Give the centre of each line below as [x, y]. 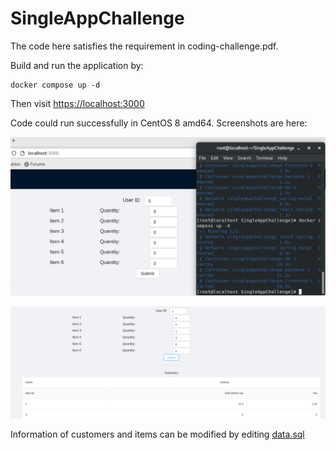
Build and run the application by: [77, 65]
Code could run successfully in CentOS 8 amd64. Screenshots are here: [159, 123]
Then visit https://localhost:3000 [77, 103]
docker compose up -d [55, 85]
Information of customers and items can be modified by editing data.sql [157, 434]
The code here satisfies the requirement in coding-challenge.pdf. [144, 46]
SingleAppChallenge [97, 18]
